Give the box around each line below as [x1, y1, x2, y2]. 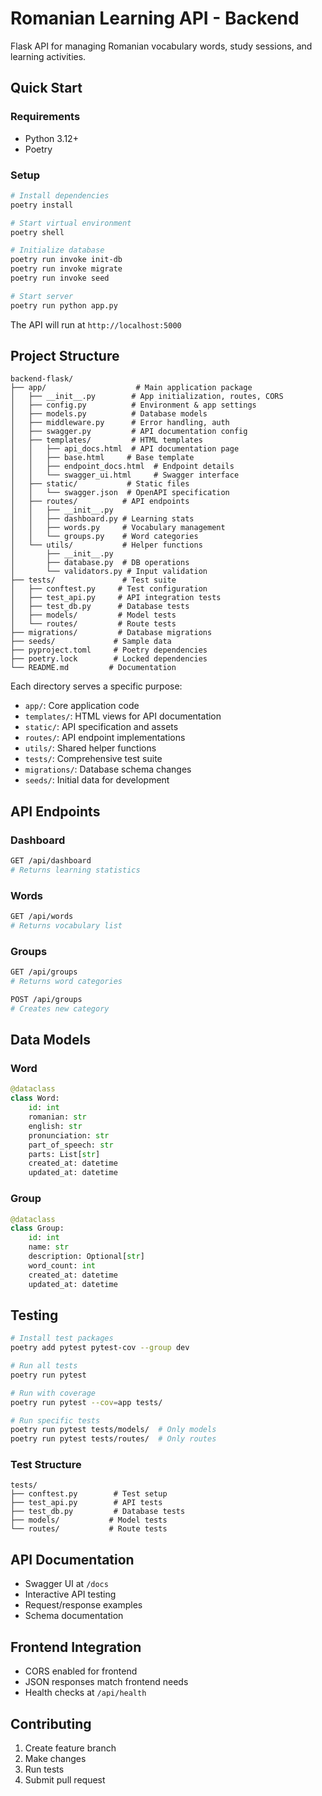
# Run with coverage [10, 1388, 97, 1398]
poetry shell [10, 227, 65, 237]
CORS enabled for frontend [24, 1665, 138, 1677]
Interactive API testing [24, 1588, 117, 1601]
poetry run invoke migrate [10, 264, 123, 274]
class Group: [10, 1223, 65, 1234]
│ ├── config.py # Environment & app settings [10, 400, 257, 411]
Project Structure [10, 348, 120, 365]
